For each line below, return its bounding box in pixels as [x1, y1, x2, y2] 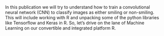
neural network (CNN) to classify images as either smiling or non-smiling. [5, 9, 155, 15]
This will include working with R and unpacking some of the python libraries [5, 15, 160, 20]
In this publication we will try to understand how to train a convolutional [5, 4, 150, 10]
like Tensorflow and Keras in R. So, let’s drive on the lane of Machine [5, 20, 145, 26]
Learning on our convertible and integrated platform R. [5, 25, 116, 31]
